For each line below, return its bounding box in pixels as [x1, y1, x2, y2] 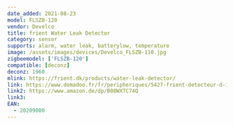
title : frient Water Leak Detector [7, 29, 111, 37]
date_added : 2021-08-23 [7, 10, 77, 17]
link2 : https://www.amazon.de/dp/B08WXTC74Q [7, 87, 139, 94]
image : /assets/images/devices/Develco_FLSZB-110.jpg [7, 49, 167, 56]
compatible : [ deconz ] [7, 62, 70, 69]
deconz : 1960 [7, 68, 45, 75]
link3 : [7, 94, 26, 101]
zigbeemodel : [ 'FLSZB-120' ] [7, 56, 89, 62]
